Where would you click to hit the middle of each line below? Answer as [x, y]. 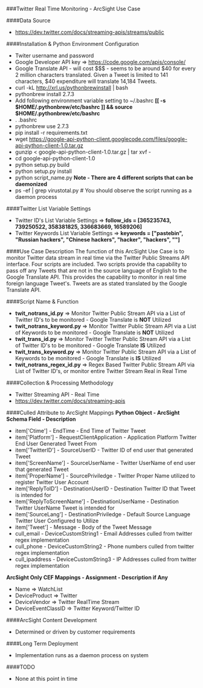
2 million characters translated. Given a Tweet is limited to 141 [91, 75]
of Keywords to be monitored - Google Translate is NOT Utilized [94, 333]
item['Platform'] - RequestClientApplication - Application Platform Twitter [106, 437]
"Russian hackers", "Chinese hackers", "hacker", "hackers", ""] [97, 239]
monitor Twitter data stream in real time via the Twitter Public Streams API [98, 258]
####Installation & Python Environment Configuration [72, 44]
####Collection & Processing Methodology [60, 383]
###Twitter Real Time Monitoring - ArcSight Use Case [73, 9]
